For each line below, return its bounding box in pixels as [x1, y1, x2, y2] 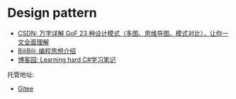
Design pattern [7, 5, 97, 21]
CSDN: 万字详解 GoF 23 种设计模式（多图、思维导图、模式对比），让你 [17, 29, 223, 37]
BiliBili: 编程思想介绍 [17, 46, 77, 55]
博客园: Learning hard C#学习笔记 [17, 55, 116, 64]
